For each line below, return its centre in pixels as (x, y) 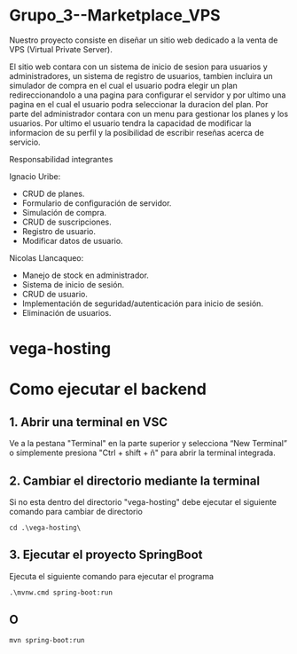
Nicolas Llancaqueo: (47, 257)
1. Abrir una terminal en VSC (89, 422)
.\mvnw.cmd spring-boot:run (61, 592)
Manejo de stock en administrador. (85, 275)
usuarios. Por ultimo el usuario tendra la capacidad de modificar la (130, 123)
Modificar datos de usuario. (72, 240)
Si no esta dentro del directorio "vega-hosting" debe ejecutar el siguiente (143, 501)
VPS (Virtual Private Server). (61, 49)
